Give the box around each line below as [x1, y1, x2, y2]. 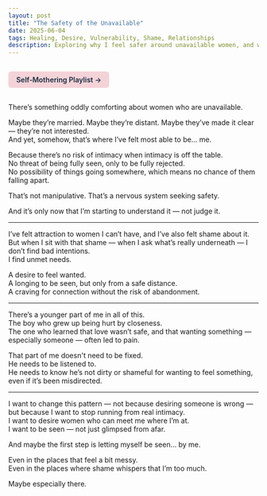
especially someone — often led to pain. [8, 335, 141, 345]
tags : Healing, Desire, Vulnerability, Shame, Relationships [8, 33, 215, 42]
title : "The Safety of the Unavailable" [8, 19, 145, 27]
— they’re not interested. [8, 127, 90, 136]
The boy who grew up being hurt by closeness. [8, 318, 163, 328]
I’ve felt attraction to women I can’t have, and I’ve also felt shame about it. [8, 229, 250, 239]
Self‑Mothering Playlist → [16, 75, 102, 84]
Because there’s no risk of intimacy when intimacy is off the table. [8, 150, 223, 160]
